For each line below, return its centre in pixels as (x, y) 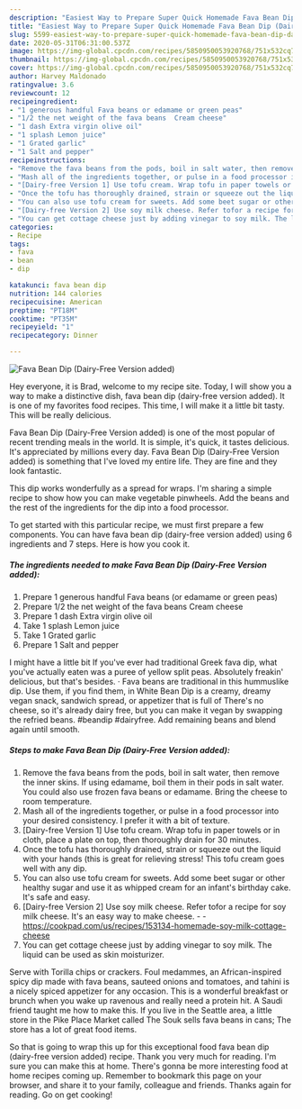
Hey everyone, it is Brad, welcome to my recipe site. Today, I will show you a (151, 386)
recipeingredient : (44, 101)
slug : (19, 34)
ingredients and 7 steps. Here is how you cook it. (100, 544)
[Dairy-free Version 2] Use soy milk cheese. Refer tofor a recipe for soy (154, 906)
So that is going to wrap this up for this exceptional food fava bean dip (139, 1047)
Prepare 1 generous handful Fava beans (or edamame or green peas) (150, 596)
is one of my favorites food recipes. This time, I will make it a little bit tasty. (147, 405)
